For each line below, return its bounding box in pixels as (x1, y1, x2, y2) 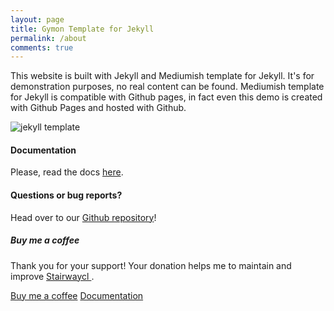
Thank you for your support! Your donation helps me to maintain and (10, 259, 292, 271)
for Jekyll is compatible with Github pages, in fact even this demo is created (10, 91, 323, 103)
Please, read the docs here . (10, 166, 124, 178)
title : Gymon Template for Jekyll (10, 24, 155, 34)
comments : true (10, 42, 74, 53)
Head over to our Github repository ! (10, 211, 157, 223)
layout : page (10, 14, 65, 25)
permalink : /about (10, 33, 87, 43)
